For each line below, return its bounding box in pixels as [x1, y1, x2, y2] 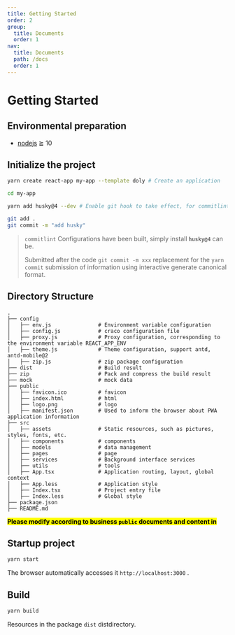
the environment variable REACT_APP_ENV [7, 340, 127, 347]
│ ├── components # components [7, 438, 136, 445]
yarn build [7, 608, 39, 615]
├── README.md [7, 505, 49, 512]
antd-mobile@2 [7, 352, 49, 359]
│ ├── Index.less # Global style [7, 492, 142, 500]
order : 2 [7, 17, 33, 24]
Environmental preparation [7, 120, 127, 132]
